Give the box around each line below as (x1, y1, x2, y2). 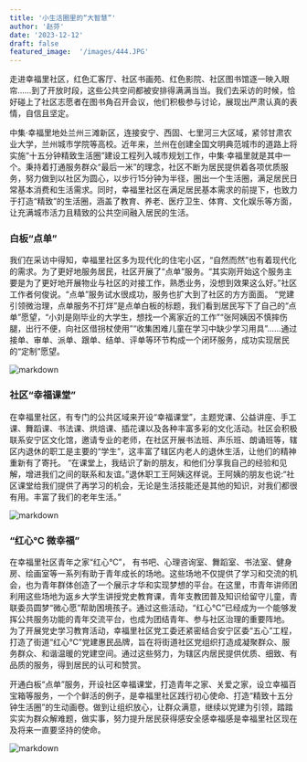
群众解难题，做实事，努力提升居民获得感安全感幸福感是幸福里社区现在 (33, 714, 298, 725)
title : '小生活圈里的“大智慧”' (9, 13, 116, 23)
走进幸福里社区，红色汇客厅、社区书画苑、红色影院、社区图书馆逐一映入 (9, 74, 281, 85)
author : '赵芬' (9, 22, 65, 31)
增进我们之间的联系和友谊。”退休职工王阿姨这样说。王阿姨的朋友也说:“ (25, 468, 287, 480)
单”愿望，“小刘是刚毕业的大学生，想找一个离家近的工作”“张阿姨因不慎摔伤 (9, 312, 288, 323)
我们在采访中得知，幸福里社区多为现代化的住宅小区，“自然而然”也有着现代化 (9, 255, 297, 266)
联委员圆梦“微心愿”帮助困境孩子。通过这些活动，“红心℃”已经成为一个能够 (9, 602, 290, 613)
